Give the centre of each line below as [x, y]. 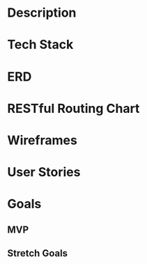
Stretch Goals [38, 253]
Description [42, 13]
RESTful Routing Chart [73, 108]
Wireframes [42, 140]
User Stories [44, 172]
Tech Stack [40, 45]
